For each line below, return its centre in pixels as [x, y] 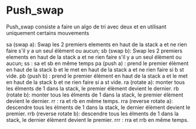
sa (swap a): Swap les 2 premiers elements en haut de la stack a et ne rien [97, 44]
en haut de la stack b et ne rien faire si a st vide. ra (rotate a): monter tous [96, 82]
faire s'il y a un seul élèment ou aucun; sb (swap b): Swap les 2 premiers [94, 50]
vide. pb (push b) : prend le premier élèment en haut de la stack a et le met [97, 76]
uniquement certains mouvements [48, 33]
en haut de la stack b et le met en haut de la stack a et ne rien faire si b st [95, 69]
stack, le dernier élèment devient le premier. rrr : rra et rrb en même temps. [97, 120]
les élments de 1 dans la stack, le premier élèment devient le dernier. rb [92, 88]
